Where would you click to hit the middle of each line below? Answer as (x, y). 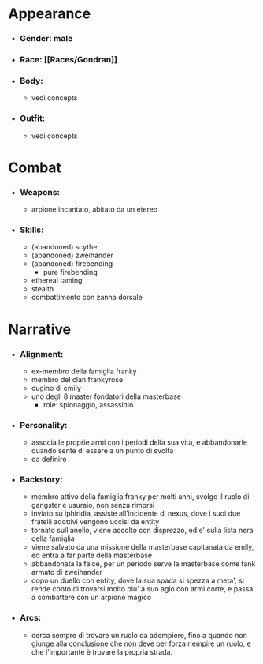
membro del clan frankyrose (77, 379)
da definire (49, 460)
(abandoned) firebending (72, 264)
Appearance (50, 14)
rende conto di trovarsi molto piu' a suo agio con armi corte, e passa (142, 589)
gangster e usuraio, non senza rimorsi (93, 505)
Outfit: (32, 118)
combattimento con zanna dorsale (87, 298)
